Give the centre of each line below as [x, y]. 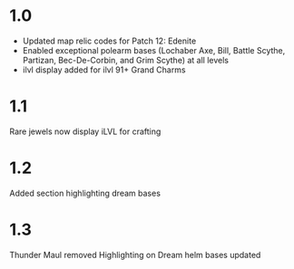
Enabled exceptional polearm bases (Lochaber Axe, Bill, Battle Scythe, [154, 50]
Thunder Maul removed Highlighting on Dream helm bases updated [135, 255]
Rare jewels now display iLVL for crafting [85, 131]
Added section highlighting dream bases [85, 193]
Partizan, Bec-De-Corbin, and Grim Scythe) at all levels [126, 60]
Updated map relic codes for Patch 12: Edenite [109, 41]
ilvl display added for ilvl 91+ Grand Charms [104, 70]
